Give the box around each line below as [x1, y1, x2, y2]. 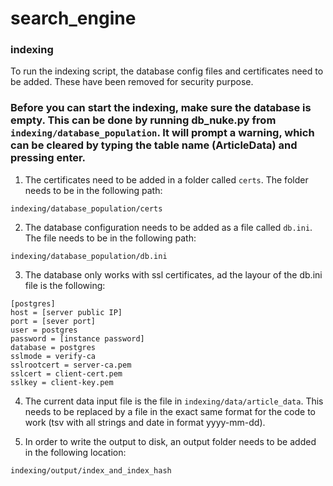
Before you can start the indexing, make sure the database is [10, 101, 312, 115]
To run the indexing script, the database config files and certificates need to [10, 65, 324, 77]
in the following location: [24, 446, 127, 458]
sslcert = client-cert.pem [10, 368, 123, 379]
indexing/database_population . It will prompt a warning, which [10, 126, 315, 140]
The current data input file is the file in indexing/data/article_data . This [24, 395, 324, 407]
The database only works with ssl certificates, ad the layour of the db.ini [24, 268, 323, 281]
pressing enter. [10, 151, 87, 165]
